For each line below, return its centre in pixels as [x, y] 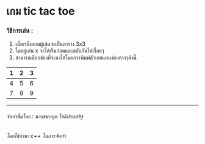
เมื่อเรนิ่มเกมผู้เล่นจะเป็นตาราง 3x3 [50, 44]
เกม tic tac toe [41, 11]
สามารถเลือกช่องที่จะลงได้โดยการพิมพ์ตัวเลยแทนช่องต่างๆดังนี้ [76, 58]
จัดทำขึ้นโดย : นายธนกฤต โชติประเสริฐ [45, 117]
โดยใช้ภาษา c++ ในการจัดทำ [36, 135]
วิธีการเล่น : [20, 31]
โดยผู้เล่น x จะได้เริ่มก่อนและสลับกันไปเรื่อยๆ [60, 51]
